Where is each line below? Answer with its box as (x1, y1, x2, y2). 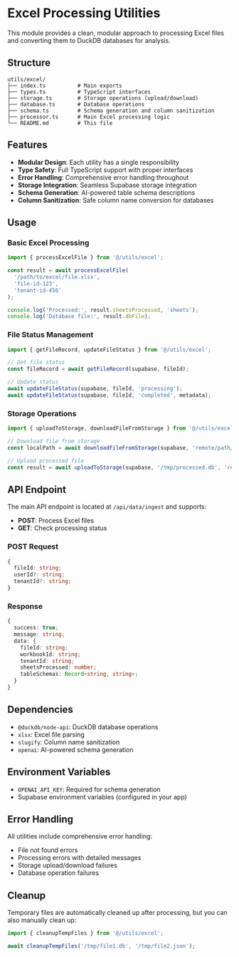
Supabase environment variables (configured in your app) (17, 792, 187, 801)
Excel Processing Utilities (7, 5, 161, 21)
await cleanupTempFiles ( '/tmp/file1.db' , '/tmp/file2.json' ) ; (7, 943, 196, 950)
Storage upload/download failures (17, 861, 117, 870)
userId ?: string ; (14, 571, 65, 579)
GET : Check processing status (17, 524, 107, 532)
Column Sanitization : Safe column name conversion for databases (17, 196, 214, 204)
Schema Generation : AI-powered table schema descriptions (17, 188, 196, 197)
